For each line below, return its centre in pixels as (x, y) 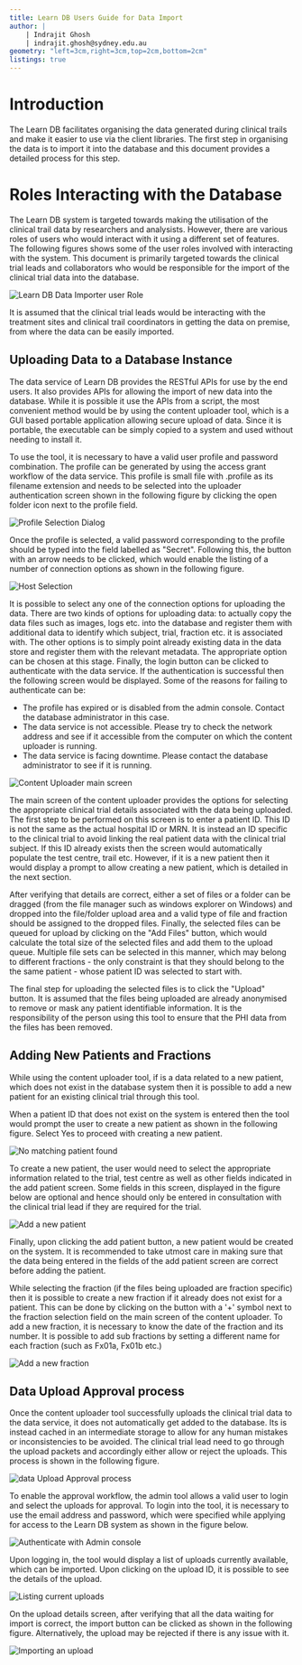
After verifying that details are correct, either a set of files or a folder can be (150, 894)
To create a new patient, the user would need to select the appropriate (140, 1168)
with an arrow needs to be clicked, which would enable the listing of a (139, 559)
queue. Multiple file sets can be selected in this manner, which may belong (148, 952)
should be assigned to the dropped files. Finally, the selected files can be (145, 923)
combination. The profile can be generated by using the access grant (138, 466)
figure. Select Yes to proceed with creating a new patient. (116, 1133)
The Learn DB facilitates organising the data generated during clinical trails (148, 129)
